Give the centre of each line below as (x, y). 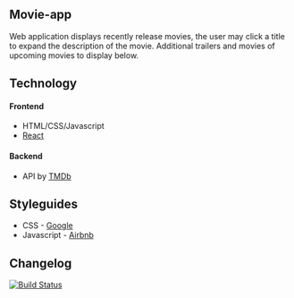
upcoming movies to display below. (74, 55)
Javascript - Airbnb (58, 235)
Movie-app (41, 15)
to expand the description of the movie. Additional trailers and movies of (142, 46)
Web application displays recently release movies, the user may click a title (147, 36)
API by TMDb (46, 176)
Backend (26, 156)
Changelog (41, 263)
